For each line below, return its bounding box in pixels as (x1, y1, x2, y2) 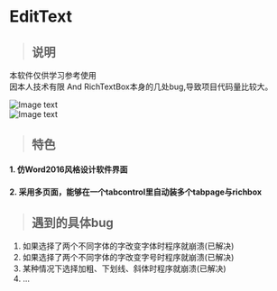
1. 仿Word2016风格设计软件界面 (9, 164, 128, 175)
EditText (9, 6, 73, 27)
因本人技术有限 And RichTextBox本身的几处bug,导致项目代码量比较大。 (9, 81, 273, 92)
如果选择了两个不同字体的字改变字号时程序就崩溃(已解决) (22, 252, 235, 263)
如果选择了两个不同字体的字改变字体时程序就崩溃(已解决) (22, 241, 235, 251)
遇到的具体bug (31, 214, 115, 231)
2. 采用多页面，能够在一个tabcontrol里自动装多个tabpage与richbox (9, 186, 263, 197)
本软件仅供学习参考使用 (9, 70, 97, 80)
